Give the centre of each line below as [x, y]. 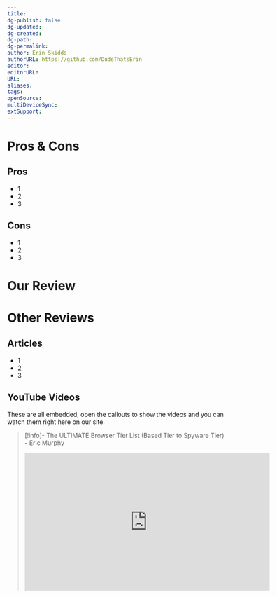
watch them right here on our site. [56, 422]
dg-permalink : [28, 46]
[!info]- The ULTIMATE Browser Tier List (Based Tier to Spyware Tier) [124, 435]
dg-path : [20, 40]
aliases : [20, 85]
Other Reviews [51, 318]
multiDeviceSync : [33, 105]
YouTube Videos [44, 398]
